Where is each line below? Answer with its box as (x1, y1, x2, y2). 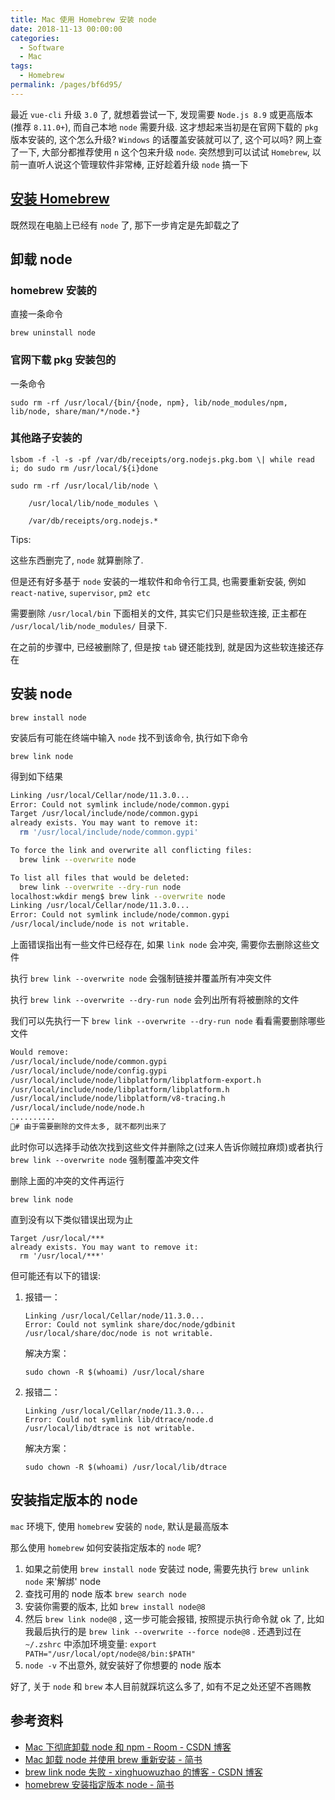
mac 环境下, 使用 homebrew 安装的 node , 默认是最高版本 (10, 1520, 230, 1532)
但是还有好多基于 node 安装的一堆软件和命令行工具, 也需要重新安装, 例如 (10, 575, 307, 587)
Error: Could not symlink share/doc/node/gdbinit (24, 1319, 237, 1330)
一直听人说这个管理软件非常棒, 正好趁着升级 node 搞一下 (18, 158, 249, 170)
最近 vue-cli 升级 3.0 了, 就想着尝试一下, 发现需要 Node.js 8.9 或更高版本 (10, 108, 313, 120)
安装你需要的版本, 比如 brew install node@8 (24, 1600, 206, 1612)
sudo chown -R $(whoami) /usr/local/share (24, 1367, 205, 1377)
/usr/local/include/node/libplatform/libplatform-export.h (10, 1075, 262, 1085)
